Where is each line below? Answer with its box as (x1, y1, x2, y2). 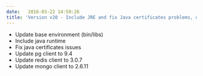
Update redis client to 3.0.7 (14, 56, 83, 63)
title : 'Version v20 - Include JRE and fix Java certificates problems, (6, 14, 193, 20)
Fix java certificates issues (14, 43, 82, 51)
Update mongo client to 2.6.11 (14, 62, 89, 69)
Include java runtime (14, 37, 66, 44)
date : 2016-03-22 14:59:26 (6, 8, 80, 15)
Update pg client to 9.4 (14, 50, 72, 57)
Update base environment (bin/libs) (14, 31, 104, 38)
